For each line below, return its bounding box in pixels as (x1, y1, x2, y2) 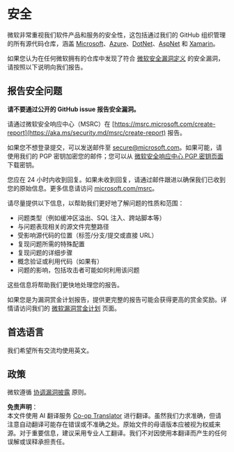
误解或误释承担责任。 (7, 437, 68, 446)
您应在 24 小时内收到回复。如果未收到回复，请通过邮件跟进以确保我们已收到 (7, 175, 226, 184)
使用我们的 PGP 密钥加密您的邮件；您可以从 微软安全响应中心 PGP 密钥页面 (7, 152, 224, 160)
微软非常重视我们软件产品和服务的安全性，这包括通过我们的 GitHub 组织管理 (7, 31, 226, 39)
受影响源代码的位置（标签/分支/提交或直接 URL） (17, 231, 158, 239)
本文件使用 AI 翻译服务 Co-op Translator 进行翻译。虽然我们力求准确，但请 (7, 412, 221, 420)
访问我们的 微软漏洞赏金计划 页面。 (19, 304, 120, 312)
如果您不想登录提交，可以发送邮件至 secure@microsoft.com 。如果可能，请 (7, 143, 223, 152)
